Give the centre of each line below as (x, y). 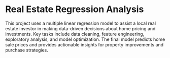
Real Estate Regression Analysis (75, 9)
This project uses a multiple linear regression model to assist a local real (81, 23)
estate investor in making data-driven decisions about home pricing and (80, 28)
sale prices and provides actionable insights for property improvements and (84, 44)
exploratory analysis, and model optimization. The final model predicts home (85, 39)
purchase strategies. (27, 50)
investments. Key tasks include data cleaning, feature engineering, (75, 34)
